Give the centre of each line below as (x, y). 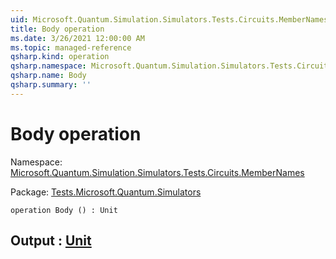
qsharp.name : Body (48, 76)
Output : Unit (51, 241)
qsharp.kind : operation (60, 57)
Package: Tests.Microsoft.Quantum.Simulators (106, 192)
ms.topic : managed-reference (71, 47)
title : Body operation (57, 29)
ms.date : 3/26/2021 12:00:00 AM (77, 38)
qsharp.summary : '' (51, 85)
